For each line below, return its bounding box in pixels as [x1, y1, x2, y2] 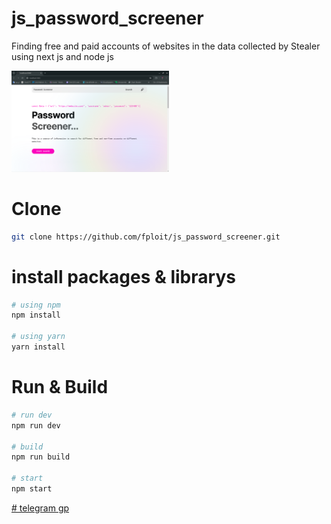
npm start [11, 484, 53, 494]
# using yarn [11, 332, 66, 342]
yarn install [11, 342, 66, 352]
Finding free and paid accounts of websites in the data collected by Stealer [11, 40, 321, 52]
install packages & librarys [11, 265, 236, 288]
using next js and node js [11, 50, 114, 62]
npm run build [11, 452, 71, 462]
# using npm [11, 300, 61, 310]
